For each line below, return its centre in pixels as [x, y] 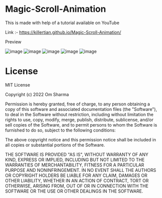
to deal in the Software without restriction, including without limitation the [79, 114]
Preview [13, 42]
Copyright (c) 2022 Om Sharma [37, 94]
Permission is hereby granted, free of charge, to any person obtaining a [78, 104]
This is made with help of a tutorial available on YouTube [62, 23]
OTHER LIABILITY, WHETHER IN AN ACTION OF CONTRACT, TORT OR [77, 180]
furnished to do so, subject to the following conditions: [60, 130]
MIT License [18, 85]
